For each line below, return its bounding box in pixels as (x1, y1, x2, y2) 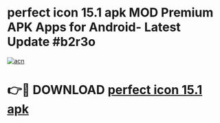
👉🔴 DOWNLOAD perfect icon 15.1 (7, 82, 203, 98)
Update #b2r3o (7, 34, 96, 49)
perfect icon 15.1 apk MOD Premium (7, 5, 214, 21)
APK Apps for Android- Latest (7, 19, 181, 35)
